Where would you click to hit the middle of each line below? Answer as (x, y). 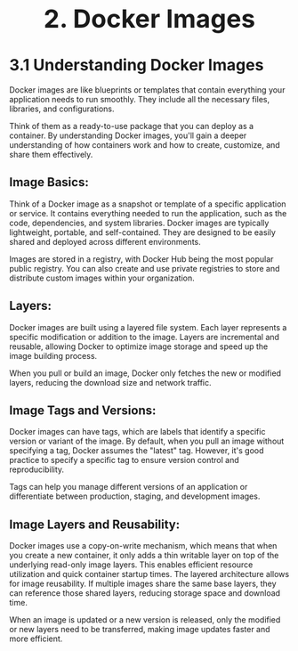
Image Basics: (49, 182)
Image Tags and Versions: (83, 410)
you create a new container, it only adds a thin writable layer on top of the (144, 556)
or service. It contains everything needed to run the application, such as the (148, 213)
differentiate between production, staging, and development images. (135, 496)
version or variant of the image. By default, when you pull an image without (147, 441)
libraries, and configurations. (62, 109)
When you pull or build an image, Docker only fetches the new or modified (145, 373)
